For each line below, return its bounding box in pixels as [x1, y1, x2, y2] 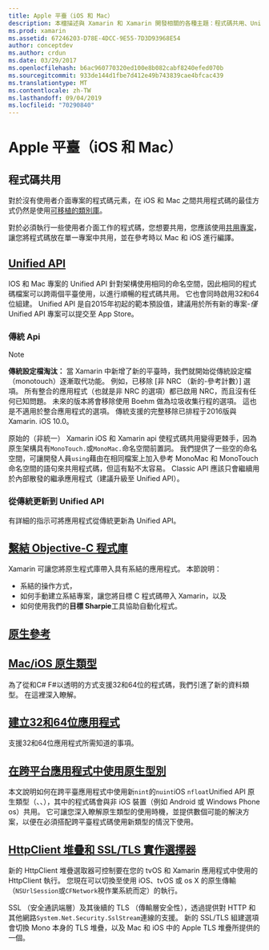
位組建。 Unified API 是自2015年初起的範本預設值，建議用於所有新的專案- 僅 [8, 299, 258, 308]
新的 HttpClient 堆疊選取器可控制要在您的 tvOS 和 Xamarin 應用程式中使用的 [8, 865, 259, 875]
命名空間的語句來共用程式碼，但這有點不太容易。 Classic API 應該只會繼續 [8, 463, 253, 474]
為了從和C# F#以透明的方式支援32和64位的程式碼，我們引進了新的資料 [8, 679, 243, 689]
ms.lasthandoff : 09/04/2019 [8, 94, 102, 102]
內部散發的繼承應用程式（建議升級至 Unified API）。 [14, 474, 184, 483]
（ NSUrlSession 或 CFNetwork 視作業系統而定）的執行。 [8, 885, 183, 895]
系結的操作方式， [19, 581, 77, 591]
